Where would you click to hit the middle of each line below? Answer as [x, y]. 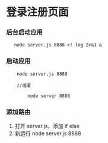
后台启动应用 [25, 32]
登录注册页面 [38, 12]
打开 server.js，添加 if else [47, 126]
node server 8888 [49, 96]
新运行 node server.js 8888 [48, 133]
